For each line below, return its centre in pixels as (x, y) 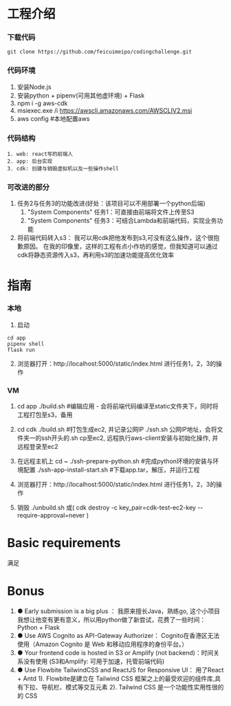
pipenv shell (26, 344)
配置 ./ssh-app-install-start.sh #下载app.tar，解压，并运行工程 (111, 470)
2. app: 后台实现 (30, 162)
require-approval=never (51, 516)
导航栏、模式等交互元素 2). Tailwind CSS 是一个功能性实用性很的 (132, 687)
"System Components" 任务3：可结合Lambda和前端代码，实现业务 (122, 221)
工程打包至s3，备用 (45, 415)
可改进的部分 (29, 187)
